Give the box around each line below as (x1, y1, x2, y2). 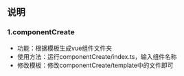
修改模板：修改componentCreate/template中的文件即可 (16, 61, 174, 69)
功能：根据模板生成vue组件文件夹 (16, 44, 113, 52)
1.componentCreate (7, 27, 75, 37)
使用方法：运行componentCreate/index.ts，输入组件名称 (16, 52, 177, 60)
